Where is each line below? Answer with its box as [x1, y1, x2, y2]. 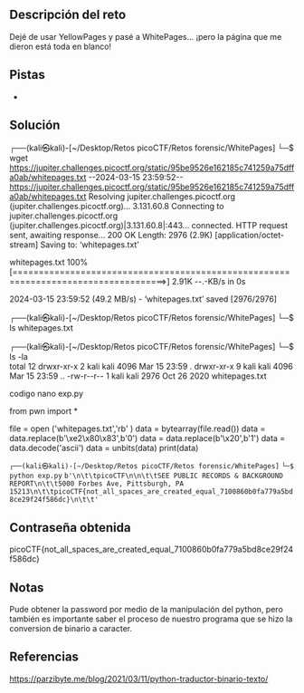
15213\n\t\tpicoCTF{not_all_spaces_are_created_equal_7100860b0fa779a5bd [9, 487, 294, 496]
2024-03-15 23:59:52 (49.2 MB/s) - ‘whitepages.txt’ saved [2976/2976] [9, 294, 278, 304]
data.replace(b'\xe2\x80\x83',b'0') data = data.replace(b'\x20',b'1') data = [9, 433, 286, 444]
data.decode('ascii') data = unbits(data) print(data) [9, 443, 199, 454]
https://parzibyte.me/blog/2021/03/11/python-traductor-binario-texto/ [9, 673, 269, 684]
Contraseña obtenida [9, 520, 131, 535]
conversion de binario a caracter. [9, 623, 133, 634]
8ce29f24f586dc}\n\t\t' [9, 496, 100, 505]
